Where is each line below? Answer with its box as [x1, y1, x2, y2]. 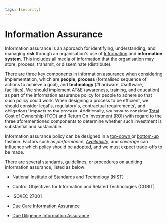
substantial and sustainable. [5, 123, 63, 129]
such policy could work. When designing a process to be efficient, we [5, 97, 149, 103]
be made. [5, 149, 25, 155]
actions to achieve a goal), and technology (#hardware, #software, [5, 81, 143, 87]
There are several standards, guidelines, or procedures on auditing [5, 159, 142, 165]
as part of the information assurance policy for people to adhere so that [5, 92, 152, 98]
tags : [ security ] [5, 7, 41, 12]
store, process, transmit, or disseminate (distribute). [5, 61, 112, 67]
